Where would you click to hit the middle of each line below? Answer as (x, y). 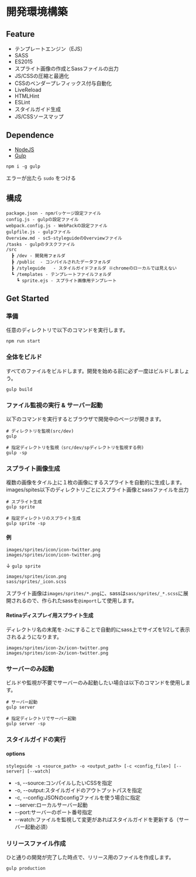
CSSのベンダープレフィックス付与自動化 (63, 83)
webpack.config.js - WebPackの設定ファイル (57, 226)
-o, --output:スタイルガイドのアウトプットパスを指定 (78, 790)
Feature (20, 34)
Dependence (30, 135)
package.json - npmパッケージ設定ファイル (54, 213)
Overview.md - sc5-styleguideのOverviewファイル (64, 238)
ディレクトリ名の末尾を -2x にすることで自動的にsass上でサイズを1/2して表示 (98, 629)
